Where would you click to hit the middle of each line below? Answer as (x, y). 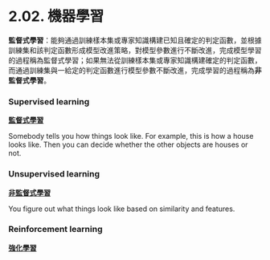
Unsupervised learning (54, 174)
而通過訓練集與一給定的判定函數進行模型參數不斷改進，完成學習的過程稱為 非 (135, 70)
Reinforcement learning (55, 230)
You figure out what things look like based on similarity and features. (122, 209)
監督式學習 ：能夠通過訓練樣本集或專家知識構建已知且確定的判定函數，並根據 (135, 40)
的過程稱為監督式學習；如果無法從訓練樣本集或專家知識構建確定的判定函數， (135, 60)
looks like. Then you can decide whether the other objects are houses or (128, 144)
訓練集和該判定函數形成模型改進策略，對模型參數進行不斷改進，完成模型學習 (135, 50)
